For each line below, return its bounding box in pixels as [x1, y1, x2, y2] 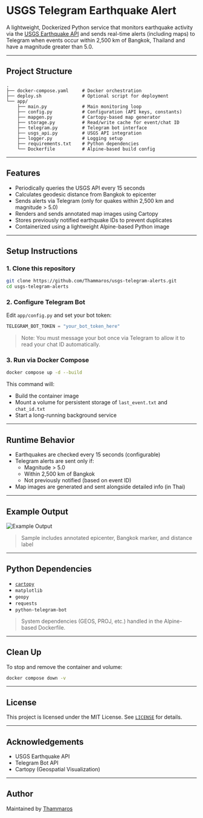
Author [6, 789, 33, 799]
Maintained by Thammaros [6, 805, 73, 812]
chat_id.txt [14, 407, 45, 413]
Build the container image [14, 392, 79, 400]
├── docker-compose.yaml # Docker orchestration [6, 87, 142, 94]
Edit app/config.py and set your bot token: [6, 311, 112, 319]
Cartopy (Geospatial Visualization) [14, 766, 101, 773]
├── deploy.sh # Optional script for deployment [6, 93, 169, 99]
